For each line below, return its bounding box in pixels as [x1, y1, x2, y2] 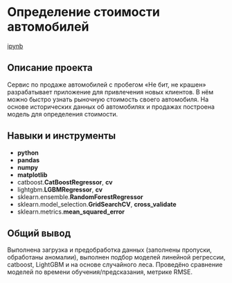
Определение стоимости [7, 4, 161, 20]
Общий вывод [7, 227, 71, 239]
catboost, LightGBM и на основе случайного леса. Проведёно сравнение [7, 261, 223, 269]
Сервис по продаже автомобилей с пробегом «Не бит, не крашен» [7, 80, 206, 89]
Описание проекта [7, 62, 93, 74]
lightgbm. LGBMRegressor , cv [17, 185, 102, 194]
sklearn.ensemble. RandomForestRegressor [17, 192, 143, 201]
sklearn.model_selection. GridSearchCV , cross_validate [17, 200, 177, 208]
